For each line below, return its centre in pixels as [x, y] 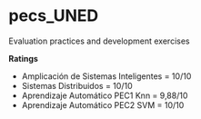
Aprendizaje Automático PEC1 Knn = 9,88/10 [105, 95]
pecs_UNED [54, 16]
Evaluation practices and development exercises [99, 41]
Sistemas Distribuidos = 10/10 [77, 85]
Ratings [23, 58]
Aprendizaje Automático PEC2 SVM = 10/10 [103, 104]
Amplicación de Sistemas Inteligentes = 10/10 [106, 76]
